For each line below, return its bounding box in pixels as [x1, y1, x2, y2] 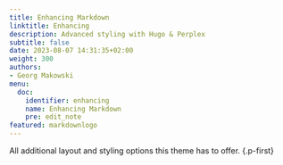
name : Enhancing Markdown [25, 104, 122, 113]
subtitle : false [9, 37, 70, 47]
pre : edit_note [25, 112, 82, 121]
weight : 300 [9, 54, 54, 63]
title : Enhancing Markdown [9, 12, 110, 22]
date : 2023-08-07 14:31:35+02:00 [9, 46, 134, 55]
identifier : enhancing [25, 95, 110, 105]
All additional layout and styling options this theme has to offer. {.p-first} [9, 145, 275, 156]
